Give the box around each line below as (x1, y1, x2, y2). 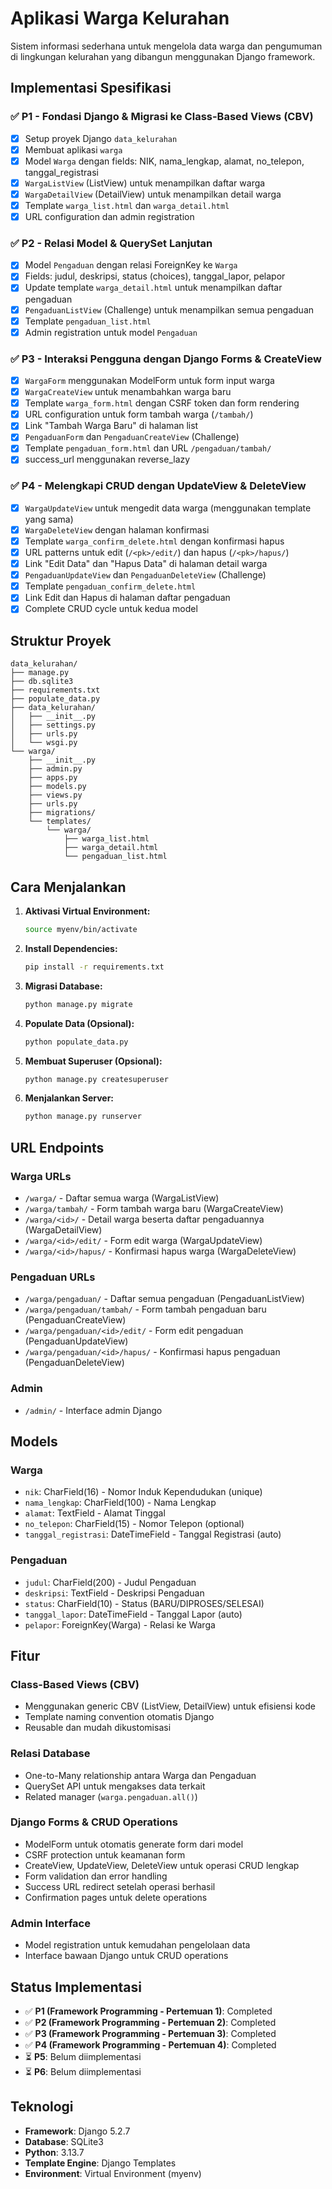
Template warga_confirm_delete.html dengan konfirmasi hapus (24, 535, 285, 547)
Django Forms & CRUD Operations (10, 1815, 178, 1829)
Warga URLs (10, 1169, 72, 1183)
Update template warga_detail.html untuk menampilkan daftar (24, 282, 283, 294)
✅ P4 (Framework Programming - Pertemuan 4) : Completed (24, 2038, 277, 2051)
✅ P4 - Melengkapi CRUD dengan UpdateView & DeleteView (10, 479, 307, 493)
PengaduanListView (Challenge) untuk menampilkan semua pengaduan (24, 303, 315, 316)
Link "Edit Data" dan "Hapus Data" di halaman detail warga (24, 558, 268, 570)
